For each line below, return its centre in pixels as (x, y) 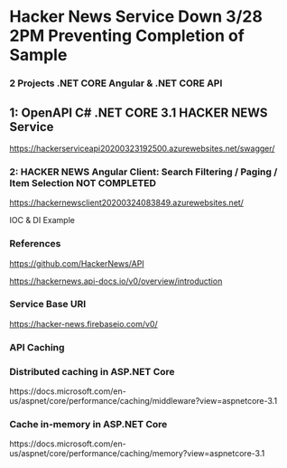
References (35, 244)
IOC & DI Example (42, 220)
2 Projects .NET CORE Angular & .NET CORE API (116, 83)
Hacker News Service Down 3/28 (136, 17)
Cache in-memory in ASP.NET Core (88, 424)
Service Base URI (48, 304)
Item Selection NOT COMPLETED (83, 183)
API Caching (37, 347)
